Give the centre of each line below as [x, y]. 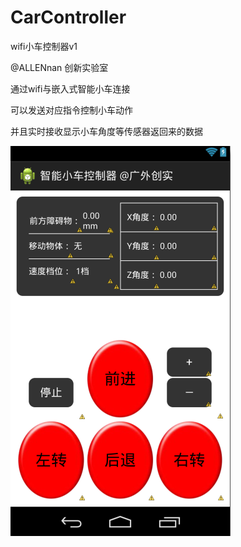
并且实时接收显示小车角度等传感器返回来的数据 [106, 131]
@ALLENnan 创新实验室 [59, 67]
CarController [68, 17]
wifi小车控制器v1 [44, 46]
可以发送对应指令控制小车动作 [71, 110]
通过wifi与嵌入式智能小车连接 [70, 88]
